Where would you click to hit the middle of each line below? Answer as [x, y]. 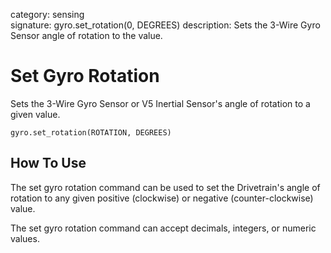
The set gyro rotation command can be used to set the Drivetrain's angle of [165, 187]
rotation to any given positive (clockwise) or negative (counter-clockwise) [162, 198]
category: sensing [47, 14]
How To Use [48, 163]
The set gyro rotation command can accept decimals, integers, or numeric [163, 228]
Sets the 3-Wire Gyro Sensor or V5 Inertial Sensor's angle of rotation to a [160, 103]
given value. [35, 114]
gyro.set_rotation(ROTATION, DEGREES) [91, 132]
